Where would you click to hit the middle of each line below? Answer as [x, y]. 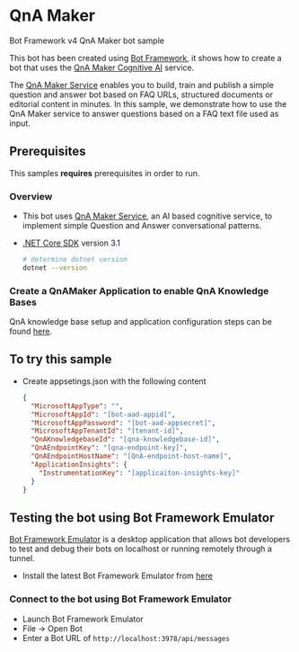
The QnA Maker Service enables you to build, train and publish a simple [141, 85]
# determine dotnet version [75, 260]
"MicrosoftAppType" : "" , [77, 406]
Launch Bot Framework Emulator [83, 619]
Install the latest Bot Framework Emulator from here [117, 576]
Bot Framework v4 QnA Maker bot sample [87, 40]
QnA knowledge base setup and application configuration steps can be [141, 322]
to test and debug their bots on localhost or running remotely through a [141, 549]
